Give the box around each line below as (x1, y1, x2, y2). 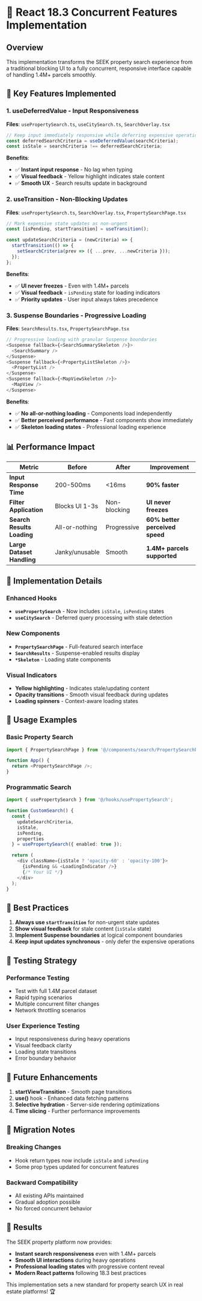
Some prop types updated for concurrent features (14, 1163, 139, 1171)
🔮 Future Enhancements (6, 1072, 98, 1082)
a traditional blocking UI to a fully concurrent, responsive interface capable (6, 65, 192, 72)
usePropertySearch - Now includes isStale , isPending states (14, 608, 164, 615)
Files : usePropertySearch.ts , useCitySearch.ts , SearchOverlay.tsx (6, 120, 170, 127)
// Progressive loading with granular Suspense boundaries (6, 336, 158, 343)
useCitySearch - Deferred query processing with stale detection (14, 614, 173, 622)
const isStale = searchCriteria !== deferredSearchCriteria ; (6, 143, 163, 150)
